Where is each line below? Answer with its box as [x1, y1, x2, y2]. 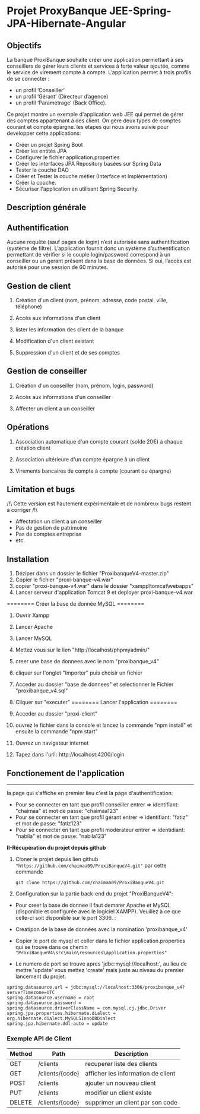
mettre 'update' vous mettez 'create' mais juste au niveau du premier [15, 967, 184, 974]
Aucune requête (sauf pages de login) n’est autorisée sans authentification [7, 239, 189, 246]
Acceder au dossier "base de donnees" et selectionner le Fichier [15, 681, 174, 688]
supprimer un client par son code [85, 1099, 177, 1107]
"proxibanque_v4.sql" [15, 687, 68, 694]
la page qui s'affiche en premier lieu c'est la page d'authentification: [7, 790, 173, 797]
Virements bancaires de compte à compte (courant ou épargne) [15, 467, 172, 474]
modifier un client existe [85, 1088, 152, 1097]
